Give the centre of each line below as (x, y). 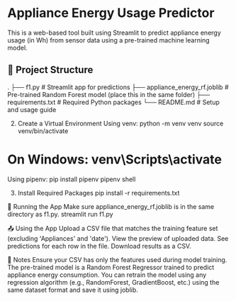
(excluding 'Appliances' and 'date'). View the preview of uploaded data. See (118, 238)
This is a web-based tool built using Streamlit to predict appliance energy (114, 33)
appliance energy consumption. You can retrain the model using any (107, 275)
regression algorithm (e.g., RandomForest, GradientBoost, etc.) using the (113, 282)
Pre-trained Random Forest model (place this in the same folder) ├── (109, 94)
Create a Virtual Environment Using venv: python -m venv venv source (120, 123)
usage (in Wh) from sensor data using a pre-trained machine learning (109, 40)
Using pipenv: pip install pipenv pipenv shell (72, 179)
